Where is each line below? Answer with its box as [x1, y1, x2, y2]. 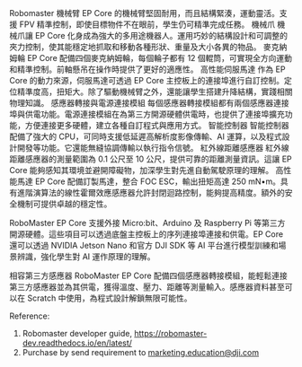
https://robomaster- [134, 328, 208, 338]
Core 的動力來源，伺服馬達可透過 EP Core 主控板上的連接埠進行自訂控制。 [9, 75, 285, 85]
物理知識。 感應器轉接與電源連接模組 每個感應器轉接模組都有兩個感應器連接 [9, 98, 289, 108]
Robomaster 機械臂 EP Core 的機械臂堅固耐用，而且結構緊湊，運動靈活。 [9, 8, 280, 18]
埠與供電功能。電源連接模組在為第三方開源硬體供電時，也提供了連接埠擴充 [9, 109, 285, 119]
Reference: [9, 310, 50, 321]
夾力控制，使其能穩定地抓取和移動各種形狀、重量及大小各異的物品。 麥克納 [9, 41, 288, 52]
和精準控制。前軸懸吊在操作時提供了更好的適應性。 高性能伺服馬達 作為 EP [9, 64, 286, 74]
